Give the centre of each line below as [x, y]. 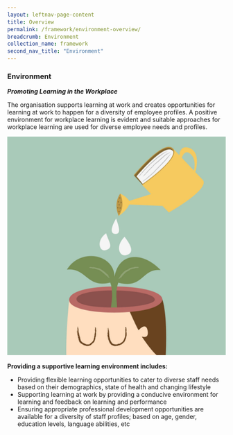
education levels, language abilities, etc [74, 424]
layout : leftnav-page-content [51, 15]
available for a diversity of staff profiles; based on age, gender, [107, 417]
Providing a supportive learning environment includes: [87, 366]
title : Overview [31, 22]
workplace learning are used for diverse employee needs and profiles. [107, 127]
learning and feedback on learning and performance [92, 402]
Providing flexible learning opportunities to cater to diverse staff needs [118, 380]
